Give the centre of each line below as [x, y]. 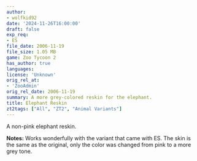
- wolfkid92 [21, 18]
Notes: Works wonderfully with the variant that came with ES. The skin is [99, 138]
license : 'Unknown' [31, 75]
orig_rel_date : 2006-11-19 [41, 92]
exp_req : [17, 35]
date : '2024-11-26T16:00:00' [44, 23]
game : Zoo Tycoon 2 [31, 58]
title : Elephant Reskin [37, 103]
